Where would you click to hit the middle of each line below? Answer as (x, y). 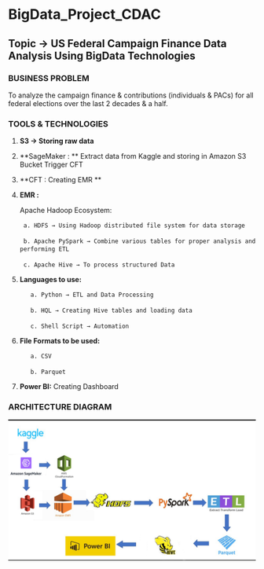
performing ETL (44, 249)
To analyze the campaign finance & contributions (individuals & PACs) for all (131, 95)
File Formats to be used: (60, 341)
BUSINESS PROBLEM (49, 78)
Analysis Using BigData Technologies (102, 55)
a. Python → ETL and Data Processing (92, 295)
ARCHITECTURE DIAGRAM (60, 407)
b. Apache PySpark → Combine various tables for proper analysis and (139, 241)
